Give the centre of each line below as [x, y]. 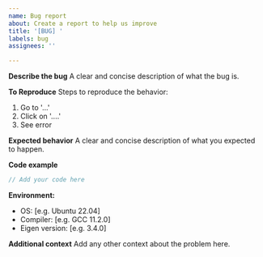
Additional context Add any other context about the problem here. [119, 244]
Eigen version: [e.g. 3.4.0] [63, 228]
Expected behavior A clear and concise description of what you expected [132, 141]
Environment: [32, 195]
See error [36, 125]
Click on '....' [40, 116]
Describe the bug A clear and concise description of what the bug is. [124, 76]
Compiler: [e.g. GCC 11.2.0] [65, 219]
